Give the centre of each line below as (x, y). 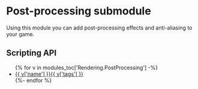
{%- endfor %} (33, 80)
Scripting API (31, 53)
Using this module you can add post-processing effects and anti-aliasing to (99, 28)
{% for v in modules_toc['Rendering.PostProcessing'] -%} (86, 67)
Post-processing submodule (79, 11)
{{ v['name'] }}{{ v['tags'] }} (49, 74)
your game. (20, 34)
